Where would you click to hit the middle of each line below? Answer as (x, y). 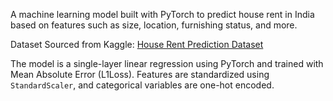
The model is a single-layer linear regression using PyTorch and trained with (167, 63)
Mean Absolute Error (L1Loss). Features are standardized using (140, 74)
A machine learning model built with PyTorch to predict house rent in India (162, 14)
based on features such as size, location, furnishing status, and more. (154, 25)
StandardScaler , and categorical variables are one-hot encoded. (142, 85)
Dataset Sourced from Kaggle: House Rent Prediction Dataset (137, 44)
